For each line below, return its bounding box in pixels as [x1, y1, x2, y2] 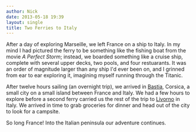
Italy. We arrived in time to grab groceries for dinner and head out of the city [6, 102, 190, 109]
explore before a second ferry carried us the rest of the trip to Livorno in [6, 96, 180, 103]
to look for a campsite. [6, 108, 60, 115]
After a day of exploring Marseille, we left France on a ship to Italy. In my [6, 41, 180, 48]
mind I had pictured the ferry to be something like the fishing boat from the [6, 47, 186, 54]
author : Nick [6, 8, 38, 15]
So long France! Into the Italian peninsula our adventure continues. [6, 119, 167, 126]
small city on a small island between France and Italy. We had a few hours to [6, 89, 190, 96]
